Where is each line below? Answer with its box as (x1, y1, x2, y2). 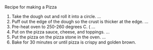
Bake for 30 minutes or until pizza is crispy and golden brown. (11, 39, 136, 45)
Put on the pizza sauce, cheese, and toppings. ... (11, 29, 110, 34)
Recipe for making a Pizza (4, 4, 57, 10)
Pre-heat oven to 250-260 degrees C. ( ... (11, 24, 96, 30)
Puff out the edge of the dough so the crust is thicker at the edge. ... (11, 19, 149, 24)
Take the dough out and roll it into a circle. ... (11, 14, 101, 19)
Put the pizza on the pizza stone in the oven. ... (11, 34, 106, 40)
